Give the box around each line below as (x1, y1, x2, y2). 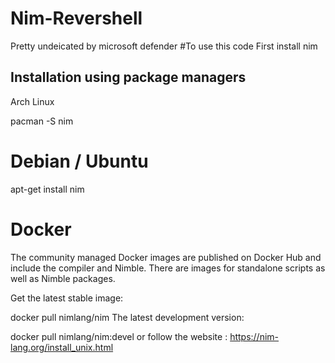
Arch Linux (10, 95, 55, 107)
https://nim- (229, 330, 280, 342)
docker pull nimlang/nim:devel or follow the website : (10, 330, 228, 342)
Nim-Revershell (10, 7, 143, 30)
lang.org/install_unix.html (10, 341, 114, 353)
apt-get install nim (10, 183, 85, 195)
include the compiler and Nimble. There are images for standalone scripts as (10, 262, 326, 274)
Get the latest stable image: (10, 292, 124, 304)
